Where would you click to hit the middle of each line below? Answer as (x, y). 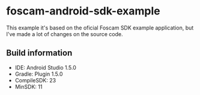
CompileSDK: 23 (35, 80)
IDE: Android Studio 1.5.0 (45, 67)
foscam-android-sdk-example (83, 11)
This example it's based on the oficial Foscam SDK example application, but (100, 28)
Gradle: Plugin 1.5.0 (39, 74)
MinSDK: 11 (29, 87)
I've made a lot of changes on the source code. (65, 34)
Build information (39, 53)
